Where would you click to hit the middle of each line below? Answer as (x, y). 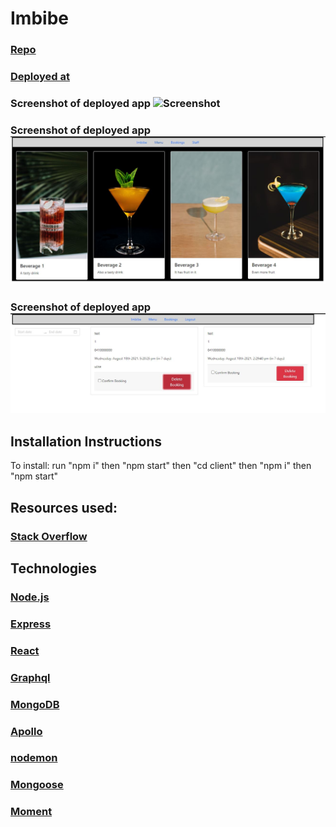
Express (31, 624)
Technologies (54, 568)
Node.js (30, 597)
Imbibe (39, 18)
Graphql (30, 677)
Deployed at (40, 77)
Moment (31, 812)
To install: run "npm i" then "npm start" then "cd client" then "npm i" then (161, 466)
